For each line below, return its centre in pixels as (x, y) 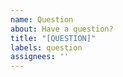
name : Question (42, 19)
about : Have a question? (62, 29)
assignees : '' (40, 57)
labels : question (46, 47)
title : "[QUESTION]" (53, 38)
